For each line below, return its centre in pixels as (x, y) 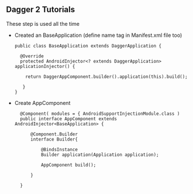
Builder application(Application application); (100, 155)
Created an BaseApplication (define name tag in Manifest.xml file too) (98, 35)
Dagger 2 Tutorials (41, 10)
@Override (32, 56)
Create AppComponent (42, 103)
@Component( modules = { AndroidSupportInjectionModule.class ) (100, 114)
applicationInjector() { (45, 66)
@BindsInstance (59, 149)
